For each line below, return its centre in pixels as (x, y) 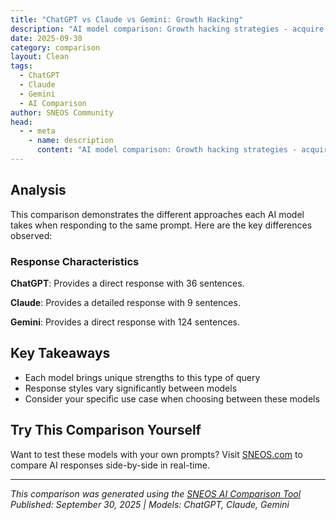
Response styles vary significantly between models (131, 388)
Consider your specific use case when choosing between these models (172, 398)
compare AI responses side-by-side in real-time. (110, 465)
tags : (21, 66)
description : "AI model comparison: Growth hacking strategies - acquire (167, 29)
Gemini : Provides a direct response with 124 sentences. (125, 322)
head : (21, 122)
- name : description (71, 141)
